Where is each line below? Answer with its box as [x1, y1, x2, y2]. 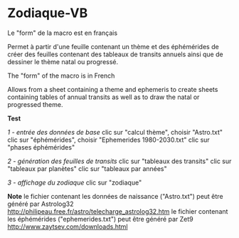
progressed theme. [7, 100, 63, 108]
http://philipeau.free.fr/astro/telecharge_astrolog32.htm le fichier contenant [7, 207, 228, 215]
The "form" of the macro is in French [7, 71, 115, 80]
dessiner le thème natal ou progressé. [7, 57, 119, 66]
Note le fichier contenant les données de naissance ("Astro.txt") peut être [7, 192, 223, 200]
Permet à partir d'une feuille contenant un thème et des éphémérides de [7, 42, 219, 51]
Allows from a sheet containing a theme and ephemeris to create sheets [7, 85, 218, 93]
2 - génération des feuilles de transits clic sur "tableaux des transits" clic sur [7, 157, 232, 165]
